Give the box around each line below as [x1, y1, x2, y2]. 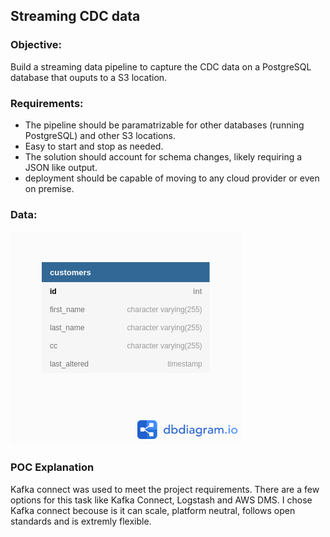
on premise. [24, 182, 75, 194]
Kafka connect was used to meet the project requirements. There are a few [10, 483, 320, 495]
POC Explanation [10, 460, 95, 474]
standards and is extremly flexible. [10, 515, 152, 527]
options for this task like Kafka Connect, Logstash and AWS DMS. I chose [10, 494, 313, 506]
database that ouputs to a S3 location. [10, 71, 168, 83]
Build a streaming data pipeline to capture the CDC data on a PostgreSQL [10, 60, 312, 73]
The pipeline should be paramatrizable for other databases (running [24, 119, 305, 131]
